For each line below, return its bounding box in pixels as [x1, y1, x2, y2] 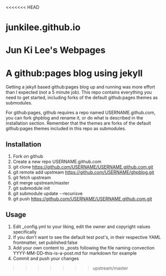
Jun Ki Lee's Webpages [5, 44, 105, 56]
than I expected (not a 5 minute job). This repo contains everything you [5, 89, 152, 95]
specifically [12, 228, 37, 234]
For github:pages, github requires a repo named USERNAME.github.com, [5, 109, 155, 115]
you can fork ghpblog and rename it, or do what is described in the [5, 115, 143, 121]
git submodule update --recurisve [12, 190, 83, 196]
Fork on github [12, 153, 43, 159]
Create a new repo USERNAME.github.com [12, 158, 101, 164]
